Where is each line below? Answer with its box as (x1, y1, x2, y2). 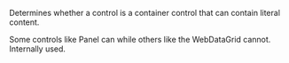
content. (9, 17, 40, 28)
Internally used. (9, 43, 66, 54)
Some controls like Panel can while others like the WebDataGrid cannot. (9, 35, 271, 44)
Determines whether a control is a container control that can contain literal (9, 8, 281, 18)
